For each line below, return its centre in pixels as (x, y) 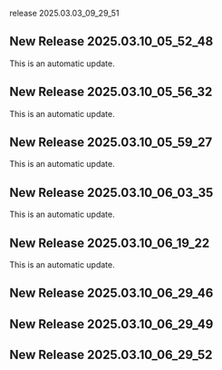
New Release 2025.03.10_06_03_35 (111, 193)
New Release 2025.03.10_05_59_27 (111, 143)
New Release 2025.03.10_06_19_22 (110, 243)
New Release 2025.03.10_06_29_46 (111, 293)
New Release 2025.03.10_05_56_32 (111, 92)
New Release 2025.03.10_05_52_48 (111, 41)
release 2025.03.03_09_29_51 (64, 13)
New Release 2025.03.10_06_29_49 (111, 324)
